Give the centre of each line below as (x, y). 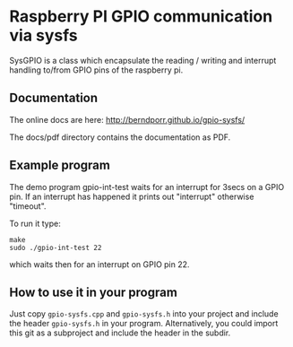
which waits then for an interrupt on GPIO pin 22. (99, 264)
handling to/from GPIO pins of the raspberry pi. (96, 70)
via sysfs (43, 35)
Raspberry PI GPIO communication (141, 17)
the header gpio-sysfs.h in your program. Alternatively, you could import (144, 324)
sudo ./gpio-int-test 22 (56, 247)
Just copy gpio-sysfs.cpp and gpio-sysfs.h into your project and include (144, 314)
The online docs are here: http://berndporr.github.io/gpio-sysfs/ (127, 119)
